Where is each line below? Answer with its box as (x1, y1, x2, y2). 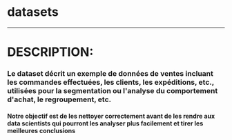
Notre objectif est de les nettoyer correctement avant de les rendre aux (7, 112, 215, 120)
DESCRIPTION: (7, 44, 94, 60)
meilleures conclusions (7, 126, 76, 134)
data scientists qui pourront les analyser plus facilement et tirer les (7, 119, 204, 128)
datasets (7, 4, 59, 20)
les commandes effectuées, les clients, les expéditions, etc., (7, 77, 214, 87)
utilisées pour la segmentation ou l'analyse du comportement (7, 86, 218, 96)
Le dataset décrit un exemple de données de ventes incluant (7, 69, 214, 79)
